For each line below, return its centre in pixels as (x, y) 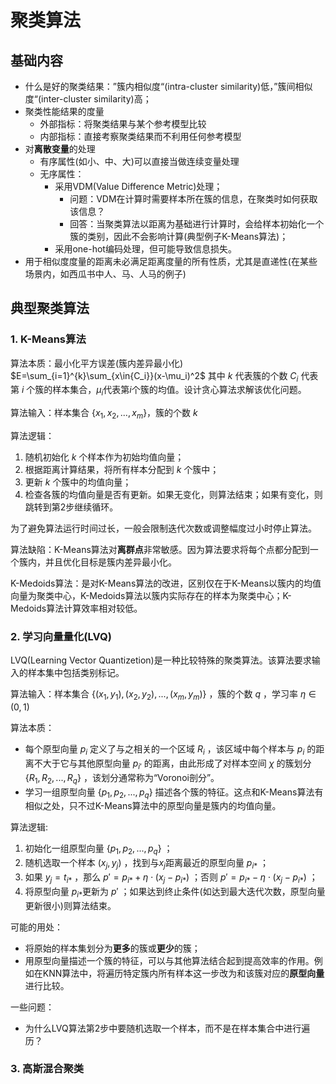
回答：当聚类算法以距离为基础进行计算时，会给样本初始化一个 (197, 224)
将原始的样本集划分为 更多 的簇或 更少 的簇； (112, 948)
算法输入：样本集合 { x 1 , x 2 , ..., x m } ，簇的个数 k (104, 414)
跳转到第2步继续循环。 (71, 507)
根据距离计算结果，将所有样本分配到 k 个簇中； (122, 470)
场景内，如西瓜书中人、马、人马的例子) (105, 274)
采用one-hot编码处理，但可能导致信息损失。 (145, 249)
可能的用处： (36, 927)
